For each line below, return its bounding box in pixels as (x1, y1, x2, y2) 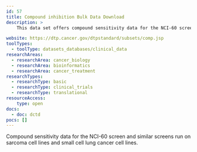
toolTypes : (6, 41, 33, 47)
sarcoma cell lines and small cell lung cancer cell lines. (6, 139, 138, 146)
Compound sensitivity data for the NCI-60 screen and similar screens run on (6, 133, 191, 140)
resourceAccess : (6, 95, 46, 101)
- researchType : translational (11, 90, 88, 96)
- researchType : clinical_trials (11, 84, 93, 91)
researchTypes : (6, 74, 43, 80)
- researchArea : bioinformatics (11, 63, 91, 68)
